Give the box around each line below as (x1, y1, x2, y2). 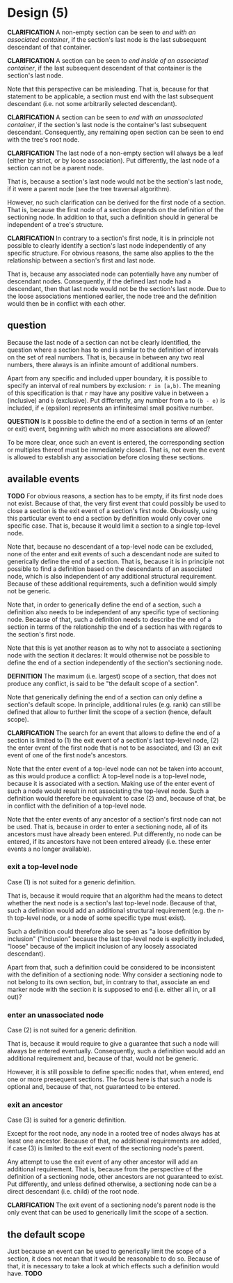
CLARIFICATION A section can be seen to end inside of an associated (7, 56, 209, 64)
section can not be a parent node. (7, 163, 104, 172)
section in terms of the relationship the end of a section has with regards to (7, 623, 223, 631)
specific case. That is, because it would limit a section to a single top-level (7, 521, 220, 530)
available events (7, 473, 80, 485)
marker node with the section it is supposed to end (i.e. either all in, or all (7, 985, 216, 993)
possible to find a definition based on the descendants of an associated (7, 564, 212, 573)
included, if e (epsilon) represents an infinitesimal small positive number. (7, 403, 214, 412)
